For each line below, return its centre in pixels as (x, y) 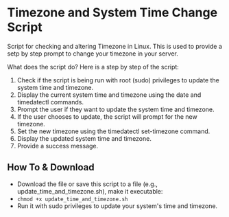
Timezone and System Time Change (112, 13)
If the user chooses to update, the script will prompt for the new (107, 116)
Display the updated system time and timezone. (84, 138)
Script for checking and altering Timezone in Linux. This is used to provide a (115, 46)
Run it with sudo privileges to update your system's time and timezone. (117, 206)
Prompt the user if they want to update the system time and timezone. (116, 109)
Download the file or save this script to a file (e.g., (87, 184)
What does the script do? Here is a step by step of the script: (93, 67)
